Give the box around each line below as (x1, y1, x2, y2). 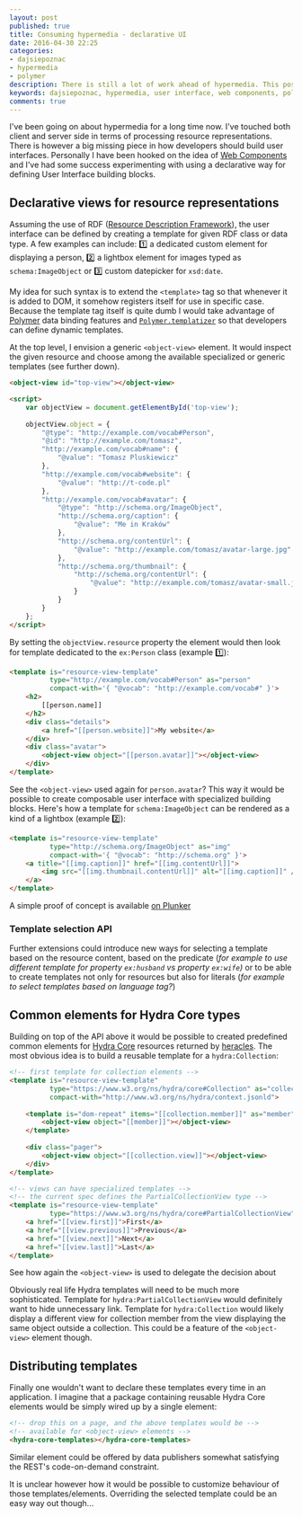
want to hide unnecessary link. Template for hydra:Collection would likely (9, 1304, 285, 1315)
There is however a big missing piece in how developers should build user (9, 140, 284, 151)
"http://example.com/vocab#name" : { (41, 445, 179, 454)
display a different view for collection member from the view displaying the (9, 1313, 286, 1324)
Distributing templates (9, 1358, 138, 1373)
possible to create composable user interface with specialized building (9, 793, 271, 804)
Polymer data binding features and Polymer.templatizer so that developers (9, 315, 288, 326)
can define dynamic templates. (9, 324, 124, 335)
